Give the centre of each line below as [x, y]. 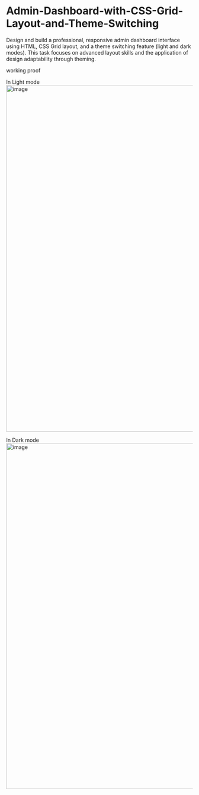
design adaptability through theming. [51, 59]
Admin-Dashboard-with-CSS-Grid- [95, 11]
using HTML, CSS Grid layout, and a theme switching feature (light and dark [99, 46]
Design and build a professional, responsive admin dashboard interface [93, 40]
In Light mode [23, 82]
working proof [23, 70]
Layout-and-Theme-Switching [83, 23]
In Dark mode [23, 440]
